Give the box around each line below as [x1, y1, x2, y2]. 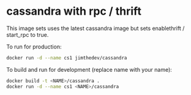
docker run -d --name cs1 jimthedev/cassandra [6, 55, 127, 61]
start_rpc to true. [6, 31, 49, 38]
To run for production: [6, 43, 62, 50]
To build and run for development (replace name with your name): [6, 66, 173, 73]
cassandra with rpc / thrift [6, 4, 142, 18]
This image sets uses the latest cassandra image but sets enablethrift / [6, 25, 185, 32]
